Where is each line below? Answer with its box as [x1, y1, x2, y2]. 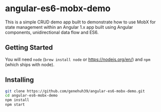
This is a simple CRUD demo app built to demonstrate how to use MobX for [5, 19, 156, 25]
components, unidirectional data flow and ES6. [5, 29, 99, 35]
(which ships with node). [5, 61, 55, 67]
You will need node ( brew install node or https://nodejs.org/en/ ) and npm [5, 56, 151, 62]
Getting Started [5, 43, 53, 52]
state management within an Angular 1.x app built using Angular [5, 24, 133, 30]
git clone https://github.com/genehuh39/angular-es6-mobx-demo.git [5, 89, 145, 93]
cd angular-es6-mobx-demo [5, 93, 58, 98]
